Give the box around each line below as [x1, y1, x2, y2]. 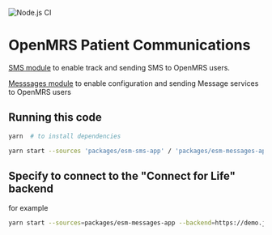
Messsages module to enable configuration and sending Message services [8, 78, 259, 88]
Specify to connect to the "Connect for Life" [8, 169, 236, 182]
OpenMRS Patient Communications [8, 36, 251, 54]
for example [8, 203, 49, 213]
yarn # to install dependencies [8, 132, 121, 140]
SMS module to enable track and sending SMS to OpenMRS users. [8, 62, 231, 72]
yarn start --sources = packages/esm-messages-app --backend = [8, 219, 216, 227]
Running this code [8, 110, 103, 125]
